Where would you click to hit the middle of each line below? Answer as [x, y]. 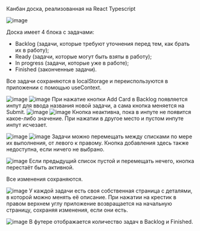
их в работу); [32, 50]
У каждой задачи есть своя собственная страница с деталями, [111, 191]
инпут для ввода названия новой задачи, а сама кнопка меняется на [95, 106]
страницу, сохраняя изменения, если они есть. [67, 210]
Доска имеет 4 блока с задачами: [50, 32]
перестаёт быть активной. [40, 167]
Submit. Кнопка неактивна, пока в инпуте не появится [99, 112]
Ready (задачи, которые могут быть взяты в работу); [83, 56]
